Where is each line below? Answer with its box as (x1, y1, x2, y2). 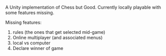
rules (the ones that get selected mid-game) (12, 29, 105, 35)
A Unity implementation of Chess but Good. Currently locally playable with (5, 5, 161, 10)
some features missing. (5, 10, 54, 16)
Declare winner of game (12, 45, 64, 51)
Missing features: (5, 20, 42, 25)
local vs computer (12, 40, 51, 46)
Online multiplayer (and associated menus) (12, 35, 103, 40)
